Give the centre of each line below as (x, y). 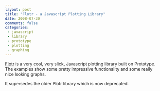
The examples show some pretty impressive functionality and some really (79, 69)
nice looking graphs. (26, 74)
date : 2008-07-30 (23, 18)
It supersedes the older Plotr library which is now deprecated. (67, 83)
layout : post (18, 9)
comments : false (21, 23)
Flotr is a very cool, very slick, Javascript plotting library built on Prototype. (80, 64)
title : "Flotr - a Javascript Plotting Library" (55, 14)
